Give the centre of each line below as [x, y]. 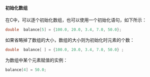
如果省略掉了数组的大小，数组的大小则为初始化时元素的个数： [70, 40]
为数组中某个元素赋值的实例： [36, 60]
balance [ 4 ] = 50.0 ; [26, 70]
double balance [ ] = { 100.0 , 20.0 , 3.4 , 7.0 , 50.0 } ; [65, 50]
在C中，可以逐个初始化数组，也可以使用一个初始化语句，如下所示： [76, 20]
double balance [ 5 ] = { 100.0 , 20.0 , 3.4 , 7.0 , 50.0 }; [64, 30]
